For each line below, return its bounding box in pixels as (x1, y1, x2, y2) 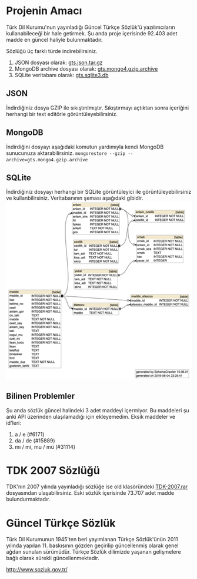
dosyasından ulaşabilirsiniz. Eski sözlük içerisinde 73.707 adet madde (6, 489, 175, 497)
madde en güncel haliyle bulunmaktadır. (6, 36, 103, 43)
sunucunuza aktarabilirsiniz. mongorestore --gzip (6, 149, 125, 157)
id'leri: (6, 419, 22, 426)
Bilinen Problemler (6, 391, 75, 401)
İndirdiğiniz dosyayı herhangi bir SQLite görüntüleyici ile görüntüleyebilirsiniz (6, 188, 192, 196)
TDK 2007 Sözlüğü (6, 464, 100, 477)
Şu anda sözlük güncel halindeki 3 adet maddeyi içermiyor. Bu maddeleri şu (6, 406, 189, 413)
